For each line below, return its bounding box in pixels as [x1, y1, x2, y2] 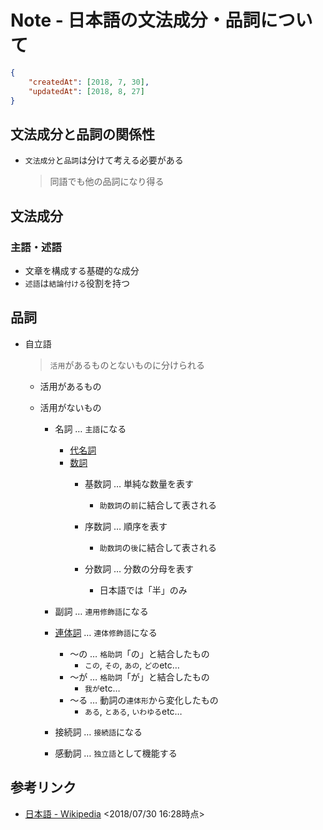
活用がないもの [39, 401, 102, 413]
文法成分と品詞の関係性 [10, 126, 155, 143]
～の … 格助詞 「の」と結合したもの [69, 647, 210, 660]
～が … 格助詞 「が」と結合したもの [69, 671, 210, 683]
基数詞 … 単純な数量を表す [84, 477, 194, 490]
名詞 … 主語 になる [54, 422, 127, 435]
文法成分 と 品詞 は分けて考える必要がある [24, 154, 184, 166]
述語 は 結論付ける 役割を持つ [24, 277, 131, 289]
